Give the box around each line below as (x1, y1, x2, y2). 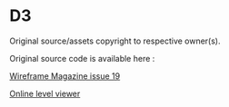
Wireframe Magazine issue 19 (9, 70, 121, 82)
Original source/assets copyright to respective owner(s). (9, 35, 221, 46)
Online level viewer (9, 88, 81, 99)
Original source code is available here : (9, 53, 155, 63)
